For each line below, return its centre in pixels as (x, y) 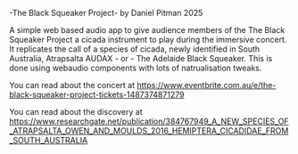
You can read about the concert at (72, 85)
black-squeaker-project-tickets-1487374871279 (97, 94)
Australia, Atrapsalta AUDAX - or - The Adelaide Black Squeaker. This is (141, 58)
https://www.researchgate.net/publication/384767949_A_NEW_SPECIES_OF (149, 121)
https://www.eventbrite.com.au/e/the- (207, 85)
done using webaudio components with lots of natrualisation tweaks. (136, 68)
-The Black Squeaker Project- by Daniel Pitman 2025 (106, 13)
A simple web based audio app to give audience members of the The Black (147, 30)
